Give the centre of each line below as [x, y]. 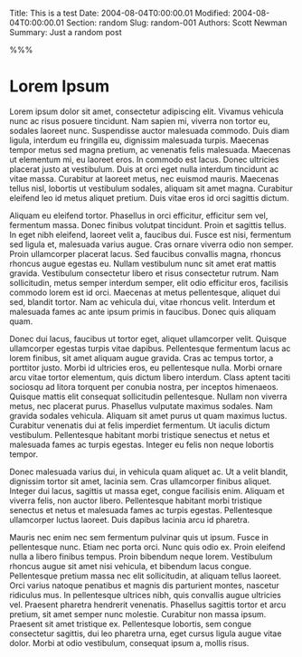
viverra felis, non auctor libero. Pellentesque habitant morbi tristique [136, 500]
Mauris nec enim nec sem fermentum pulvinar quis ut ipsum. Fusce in [139, 537]
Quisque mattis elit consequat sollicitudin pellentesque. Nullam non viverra [148, 396]
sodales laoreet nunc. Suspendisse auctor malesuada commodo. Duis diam [150, 130]
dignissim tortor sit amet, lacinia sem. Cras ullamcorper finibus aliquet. [141, 481]
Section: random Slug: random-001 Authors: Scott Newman [177, 23]
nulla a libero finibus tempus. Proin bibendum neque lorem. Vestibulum [141, 557]
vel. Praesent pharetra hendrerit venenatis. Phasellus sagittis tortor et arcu [148, 605]
